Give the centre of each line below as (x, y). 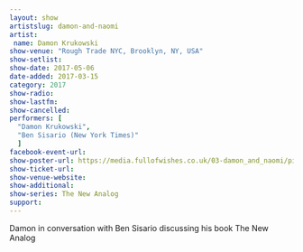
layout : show (34, 18)
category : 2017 (38, 85)
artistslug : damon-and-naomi (64, 26)
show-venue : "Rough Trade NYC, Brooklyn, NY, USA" (106, 51)
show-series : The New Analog (64, 194)
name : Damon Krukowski (56, 43)
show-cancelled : (40, 110)
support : (26, 203)
